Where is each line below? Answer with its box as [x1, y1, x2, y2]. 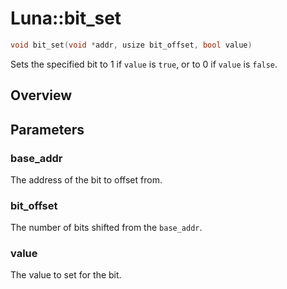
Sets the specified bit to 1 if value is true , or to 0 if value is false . [10, 58, 278, 70]
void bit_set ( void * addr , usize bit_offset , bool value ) [10, 40, 253, 50]
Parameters [10, 121, 85, 138]
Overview [10, 87, 73, 104]
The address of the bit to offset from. [10, 173, 163, 186]
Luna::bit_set [10, 7, 122, 30]
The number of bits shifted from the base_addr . [10, 222, 203, 234]
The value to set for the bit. [10, 269, 122, 281]
